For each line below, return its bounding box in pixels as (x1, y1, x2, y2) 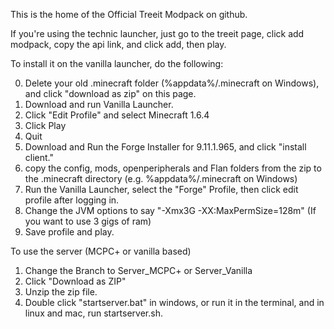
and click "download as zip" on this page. (24, 88, 197, 99)
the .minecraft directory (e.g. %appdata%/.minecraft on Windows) (24, 173, 298, 184)
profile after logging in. (24, 194, 120, 206)
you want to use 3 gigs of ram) (24, 215, 152, 227)
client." (24, 152, 54, 163)
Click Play (24, 120, 67, 131)
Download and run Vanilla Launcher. (24, 99, 174, 110)
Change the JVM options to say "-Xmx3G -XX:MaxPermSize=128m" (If (24, 205, 317, 216)
